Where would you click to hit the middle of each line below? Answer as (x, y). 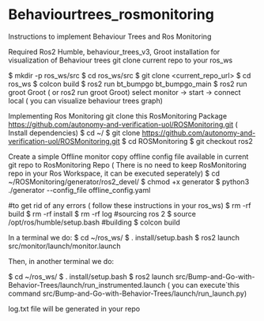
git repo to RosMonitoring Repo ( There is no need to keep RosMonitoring (127, 164)
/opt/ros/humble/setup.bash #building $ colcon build (94, 222)
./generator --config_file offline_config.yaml (79, 190)
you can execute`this (206, 285)
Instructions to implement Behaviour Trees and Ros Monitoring (110, 36)
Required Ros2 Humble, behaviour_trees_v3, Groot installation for (114, 51)
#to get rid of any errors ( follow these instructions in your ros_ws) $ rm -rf (130, 205)
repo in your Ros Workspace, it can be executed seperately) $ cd (114, 173)
